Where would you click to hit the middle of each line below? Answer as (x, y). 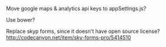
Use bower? (21, 20)
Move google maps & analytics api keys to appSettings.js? (76, 9)
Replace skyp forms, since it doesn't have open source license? (83, 31)
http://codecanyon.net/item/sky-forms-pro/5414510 (69, 37)
